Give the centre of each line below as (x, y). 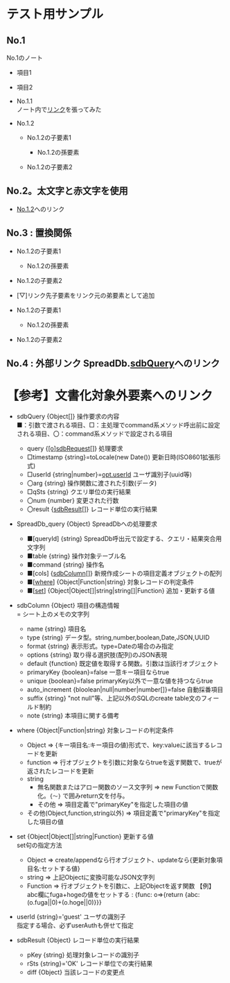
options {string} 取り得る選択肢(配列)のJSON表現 (97, 655)
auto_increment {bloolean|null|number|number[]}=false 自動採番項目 (125, 689)
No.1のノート (25, 58)
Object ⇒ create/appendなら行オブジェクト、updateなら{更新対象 (122, 860)
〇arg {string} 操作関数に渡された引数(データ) (92, 483)
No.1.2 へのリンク (41, 209)
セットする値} (60, 869)
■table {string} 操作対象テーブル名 (76, 556)
